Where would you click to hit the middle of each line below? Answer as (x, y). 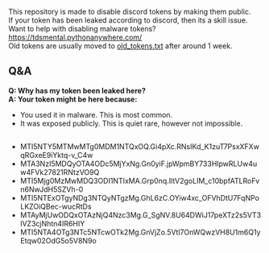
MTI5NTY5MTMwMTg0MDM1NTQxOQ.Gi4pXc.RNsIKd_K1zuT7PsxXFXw (140, 147)
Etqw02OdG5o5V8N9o (58, 241)
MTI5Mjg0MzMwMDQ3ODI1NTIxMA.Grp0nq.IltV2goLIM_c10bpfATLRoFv (140, 181)
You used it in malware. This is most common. (96, 114)
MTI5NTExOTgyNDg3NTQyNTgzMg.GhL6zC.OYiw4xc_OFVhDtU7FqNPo (140, 198)
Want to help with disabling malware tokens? (83, 29)
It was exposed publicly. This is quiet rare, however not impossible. (131, 123)
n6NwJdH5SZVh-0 (52, 189)
